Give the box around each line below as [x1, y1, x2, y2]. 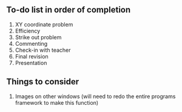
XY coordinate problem [15, 20, 73, 28]
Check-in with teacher [15, 46, 71, 54]
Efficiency [15, 27, 41, 34]
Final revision [15, 52, 49, 60]
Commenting [15, 40, 48, 47]
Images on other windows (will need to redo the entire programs [15, 93, 176, 100]
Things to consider [6, 76, 79, 87]
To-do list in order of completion [6, 5, 131, 15]
